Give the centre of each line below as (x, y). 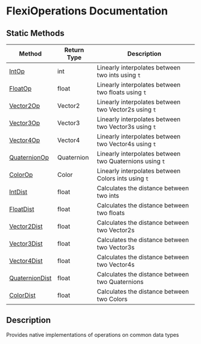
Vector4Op (25, 140)
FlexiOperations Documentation (87, 11)
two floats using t (121, 92)
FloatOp (20, 88)
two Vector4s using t (127, 144)
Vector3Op (25, 123)
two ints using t (119, 75)
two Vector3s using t (127, 127)
